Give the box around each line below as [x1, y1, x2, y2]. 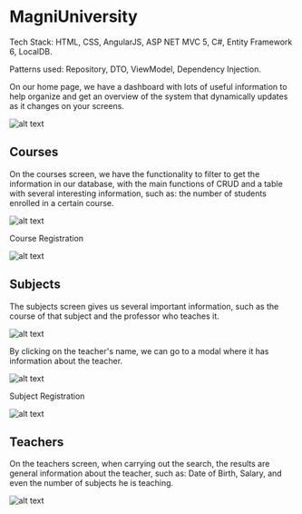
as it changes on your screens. [9, 100, 125, 111]
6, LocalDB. [9, 45, 53, 56]
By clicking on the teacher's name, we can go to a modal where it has [9, 345, 269, 356]
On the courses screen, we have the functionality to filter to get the [9, 168, 260, 179]
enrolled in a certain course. [9, 197, 115, 208]
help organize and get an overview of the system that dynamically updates [9, 91, 288, 102]
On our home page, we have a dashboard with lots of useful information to [9, 81, 287, 92]
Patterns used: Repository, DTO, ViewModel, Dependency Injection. [9, 64, 261, 74]
